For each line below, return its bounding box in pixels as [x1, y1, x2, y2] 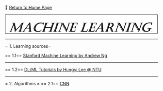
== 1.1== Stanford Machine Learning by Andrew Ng [5, 53, 108, 58]
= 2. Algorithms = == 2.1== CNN [5, 80, 69, 86]
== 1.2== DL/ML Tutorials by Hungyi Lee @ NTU [5, 66, 102, 73]
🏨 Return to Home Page [5, 5, 52, 10]
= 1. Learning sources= [5, 43, 51, 49]
